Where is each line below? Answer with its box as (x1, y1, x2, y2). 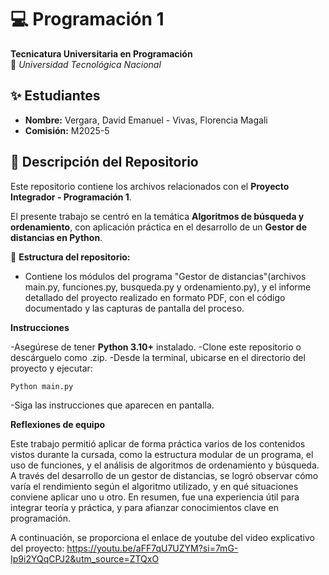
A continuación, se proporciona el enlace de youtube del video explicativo (10, 532, 315, 544)
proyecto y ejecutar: (10, 362, 93, 374)
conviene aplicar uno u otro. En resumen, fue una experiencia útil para (10, 491, 300, 503)
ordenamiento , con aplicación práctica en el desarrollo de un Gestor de (10, 221, 308, 233)
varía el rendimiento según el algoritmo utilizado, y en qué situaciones (10, 481, 299, 493)
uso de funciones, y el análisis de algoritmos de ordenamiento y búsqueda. (10, 459, 320, 471)
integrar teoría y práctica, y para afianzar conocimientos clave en (10, 502, 279, 514)
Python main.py (10, 381, 74, 391)
